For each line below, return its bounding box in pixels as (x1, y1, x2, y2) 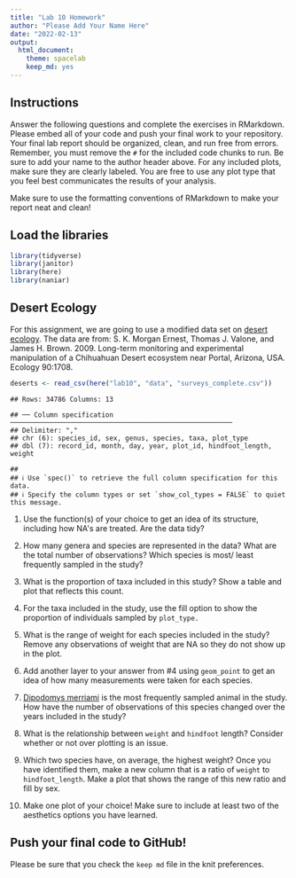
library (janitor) (10, 259, 74, 269)
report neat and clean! (10, 201, 91, 213)
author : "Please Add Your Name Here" (10, 21, 150, 30)
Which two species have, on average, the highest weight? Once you (22, 755, 271, 765)
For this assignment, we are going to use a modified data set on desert (10, 324, 269, 334)
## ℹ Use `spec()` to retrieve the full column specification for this (10, 474, 278, 482)
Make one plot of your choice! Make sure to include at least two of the (22, 800, 279, 811)
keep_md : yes (26, 63, 74, 72)
